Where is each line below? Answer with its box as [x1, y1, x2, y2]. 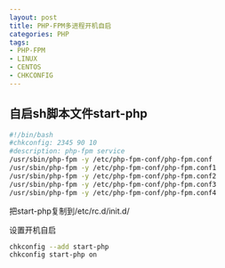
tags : [9, 37, 29, 47]
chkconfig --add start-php [9, 242, 109, 251]
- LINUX [9, 54, 38, 63]
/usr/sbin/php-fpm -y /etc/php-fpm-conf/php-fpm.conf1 [9, 164, 217, 173]
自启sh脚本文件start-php [9, 106, 149, 121]
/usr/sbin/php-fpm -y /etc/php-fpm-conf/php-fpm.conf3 [9, 180, 217, 189]
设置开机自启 [9, 224, 56, 235]
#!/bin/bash [9, 130, 53, 139]
